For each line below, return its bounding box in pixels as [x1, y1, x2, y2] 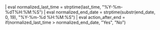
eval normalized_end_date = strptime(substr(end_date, [46, 9, 156, 15]
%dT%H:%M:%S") [5, 9, 43, 15]
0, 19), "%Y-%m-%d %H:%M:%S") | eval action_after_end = [5, 15, 125, 20]
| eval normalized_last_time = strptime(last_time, [5, 4, 101, 10]
